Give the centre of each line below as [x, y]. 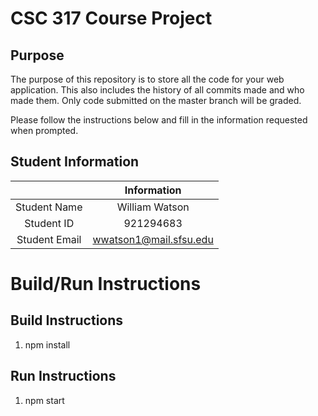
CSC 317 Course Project [111, 18]
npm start [44, 400]
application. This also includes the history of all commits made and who [157, 90]
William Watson [153, 207]
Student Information [75, 162]
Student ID [49, 223]
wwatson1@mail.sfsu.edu [153, 239]
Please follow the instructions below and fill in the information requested [159, 120]
